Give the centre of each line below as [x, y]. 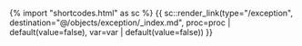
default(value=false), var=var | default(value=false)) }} [111, 32]
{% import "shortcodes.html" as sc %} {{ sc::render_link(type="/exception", [151, 13]
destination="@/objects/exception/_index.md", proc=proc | [120, 23]
